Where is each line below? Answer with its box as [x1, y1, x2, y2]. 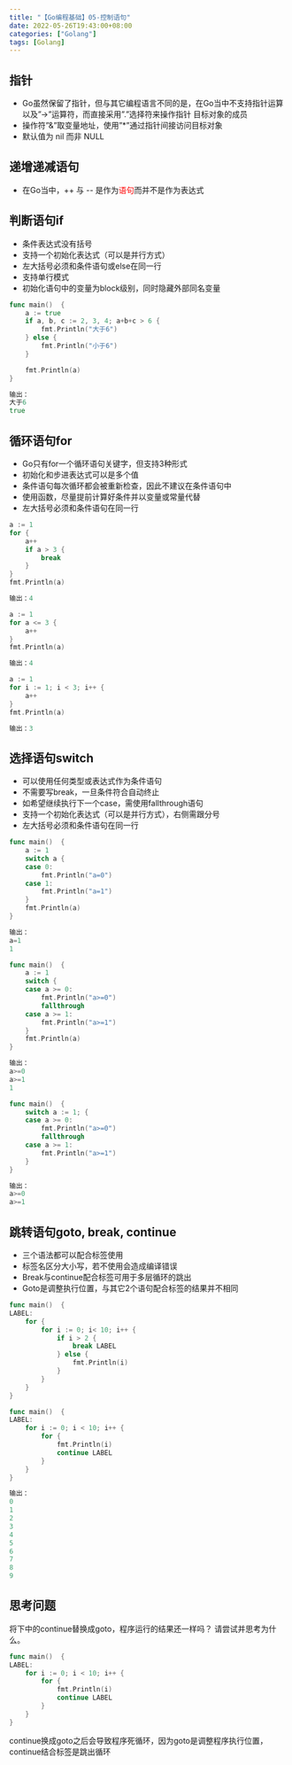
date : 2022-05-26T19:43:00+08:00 [9, 21, 133, 30]
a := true [25, 308, 62, 317]
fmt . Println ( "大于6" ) [41, 325, 118, 334]
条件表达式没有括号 [21, 238, 93, 249]
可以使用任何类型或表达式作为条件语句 [21, 776, 162, 787]
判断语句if [9, 214, 65, 229]
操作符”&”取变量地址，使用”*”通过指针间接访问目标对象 [21, 121, 223, 131]
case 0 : [25, 862, 53, 871]
